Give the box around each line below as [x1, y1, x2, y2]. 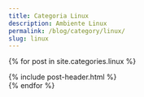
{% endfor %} [8, 81, 55, 91]
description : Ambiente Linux [8, 19, 107, 27]
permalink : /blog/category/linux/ [8, 27, 126, 35]
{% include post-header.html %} [8, 72, 117, 82]
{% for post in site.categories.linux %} [8, 57, 137, 66]
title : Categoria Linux [8, 11, 89, 20]
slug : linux [8, 34, 49, 43]
